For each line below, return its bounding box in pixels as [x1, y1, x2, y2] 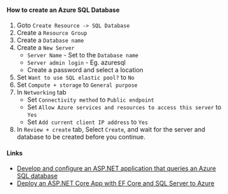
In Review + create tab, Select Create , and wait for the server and [16, 125, 206, 134]
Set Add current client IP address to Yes [27, 118, 148, 126]
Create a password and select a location [27, 66, 144, 74]
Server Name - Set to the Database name [27, 51, 139, 60]
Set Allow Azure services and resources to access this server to [27, 103, 222, 111]
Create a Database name [16, 36, 85, 45]
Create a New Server [16, 43, 75, 52]
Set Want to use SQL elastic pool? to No [16, 74, 135, 82]
